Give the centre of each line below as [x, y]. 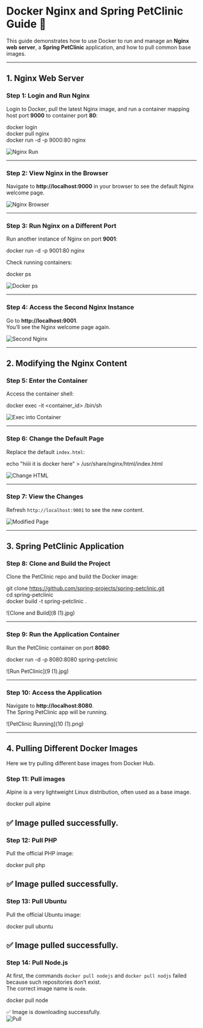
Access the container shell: [40, 394]
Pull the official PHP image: [40, 853]
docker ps [19, 274]
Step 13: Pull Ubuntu [37, 901]
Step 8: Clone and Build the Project [58, 563]
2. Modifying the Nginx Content [67, 363]
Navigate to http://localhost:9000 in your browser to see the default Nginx [100, 186]
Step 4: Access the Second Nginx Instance [70, 307]
